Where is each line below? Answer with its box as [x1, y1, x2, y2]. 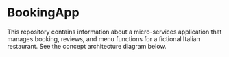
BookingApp [7, 5, 80, 21]
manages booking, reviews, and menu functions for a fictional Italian [7, 34, 200, 43]
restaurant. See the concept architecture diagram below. [7, 42, 167, 50]
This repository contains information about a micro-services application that [7, 27, 222, 36]
